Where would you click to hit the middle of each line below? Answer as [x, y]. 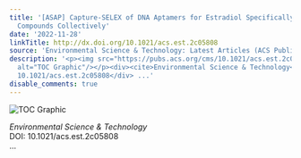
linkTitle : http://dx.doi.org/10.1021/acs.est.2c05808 [114, 42]
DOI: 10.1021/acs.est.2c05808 [64, 136]
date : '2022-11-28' [46, 34]
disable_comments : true [54, 84]
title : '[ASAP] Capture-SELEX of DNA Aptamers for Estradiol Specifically [152, 17]
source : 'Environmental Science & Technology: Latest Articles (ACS [140, 51]
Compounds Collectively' [64, 26]
